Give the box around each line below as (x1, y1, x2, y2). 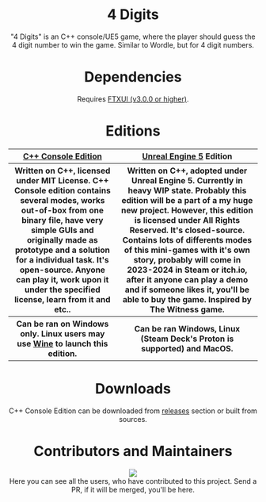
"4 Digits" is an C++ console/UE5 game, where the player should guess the (10, 32, 256, 41)
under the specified (25, 284, 101, 295)
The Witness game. (150, 304, 225, 315)
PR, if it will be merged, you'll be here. (70, 485, 196, 494)
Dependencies (84, 68, 182, 86)
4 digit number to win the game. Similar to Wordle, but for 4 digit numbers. (11, 40, 255, 49)
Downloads (94, 380, 172, 397)
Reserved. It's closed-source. (129, 224, 245, 236)
